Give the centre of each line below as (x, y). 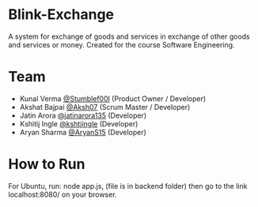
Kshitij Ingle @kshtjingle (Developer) (79, 123)
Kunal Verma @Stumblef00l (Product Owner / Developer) (113, 98)
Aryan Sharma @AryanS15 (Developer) (83, 132)
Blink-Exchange (61, 15)
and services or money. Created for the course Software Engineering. (121, 44)
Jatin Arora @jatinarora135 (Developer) (83, 115)
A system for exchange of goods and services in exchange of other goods (129, 36)
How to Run (47, 164)
